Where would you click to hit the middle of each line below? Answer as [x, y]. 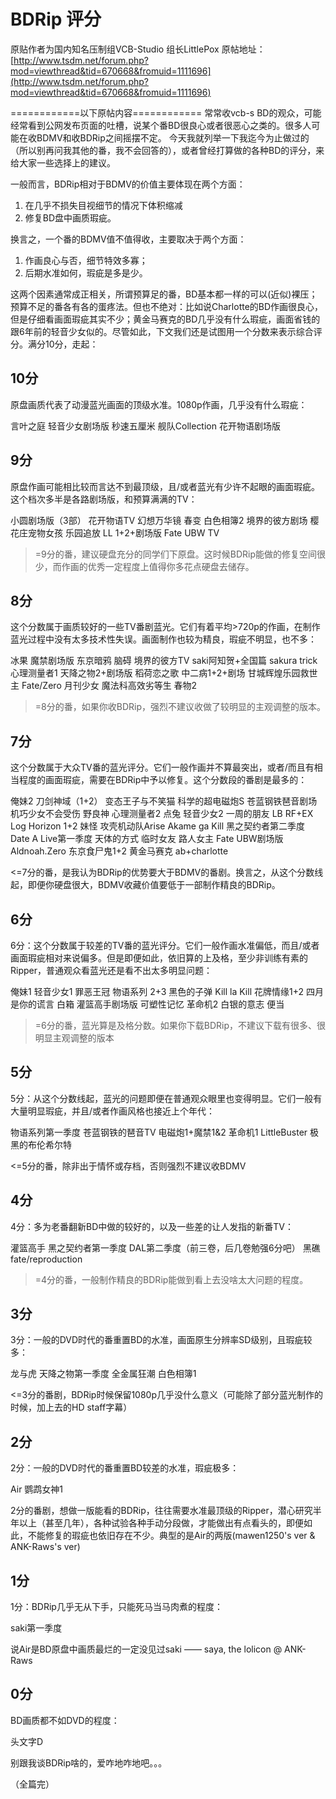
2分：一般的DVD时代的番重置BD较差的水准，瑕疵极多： [125, 1468]
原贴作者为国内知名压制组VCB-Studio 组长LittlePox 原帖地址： [138, 49]
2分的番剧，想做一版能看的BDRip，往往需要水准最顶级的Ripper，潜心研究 [161, 1511]
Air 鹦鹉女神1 [37, 1489]
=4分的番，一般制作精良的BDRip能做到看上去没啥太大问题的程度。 [171, 1279]
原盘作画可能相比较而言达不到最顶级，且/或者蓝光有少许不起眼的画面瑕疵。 [165, 486]
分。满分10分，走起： [54, 344]
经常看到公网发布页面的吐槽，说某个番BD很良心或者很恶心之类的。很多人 [161, 125]
